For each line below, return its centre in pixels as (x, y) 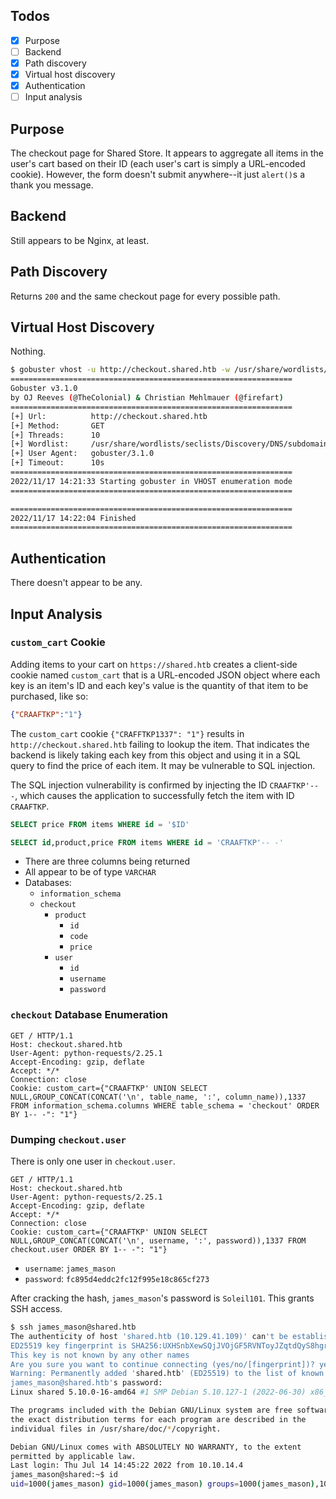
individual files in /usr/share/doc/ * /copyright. (116, 1429)
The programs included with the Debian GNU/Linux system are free (151, 1410)
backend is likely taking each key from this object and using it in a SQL (155, 755)
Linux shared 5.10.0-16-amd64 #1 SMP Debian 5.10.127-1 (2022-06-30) (158, 1392)
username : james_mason (70, 1268)
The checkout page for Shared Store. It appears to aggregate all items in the (167, 153)
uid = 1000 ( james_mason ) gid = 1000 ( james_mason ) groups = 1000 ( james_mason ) (162, 1484)
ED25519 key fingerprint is (69, 1345)
